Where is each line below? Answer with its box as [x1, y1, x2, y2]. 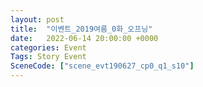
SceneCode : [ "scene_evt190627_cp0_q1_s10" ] [10, 61, 195, 71]
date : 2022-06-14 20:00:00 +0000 [10, 33, 159, 43]
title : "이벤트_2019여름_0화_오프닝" [10, 24, 153, 34]
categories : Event [10, 42, 87, 53]
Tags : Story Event [10, 52, 87, 62]
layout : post [10, 14, 65, 25]
